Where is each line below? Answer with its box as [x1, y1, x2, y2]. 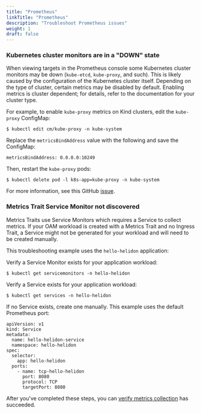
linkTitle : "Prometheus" [6, 14, 68, 20]
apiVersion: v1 [6, 321, 44, 327]
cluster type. [6, 97, 38, 104]
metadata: [6, 331, 31, 337]
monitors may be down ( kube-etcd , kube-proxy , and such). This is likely [6, 71, 181, 78]
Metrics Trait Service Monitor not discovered [6, 203, 140, 211]
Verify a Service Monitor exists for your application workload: [6, 259, 158, 266]
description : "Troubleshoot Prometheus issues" [6, 20, 128, 26]
